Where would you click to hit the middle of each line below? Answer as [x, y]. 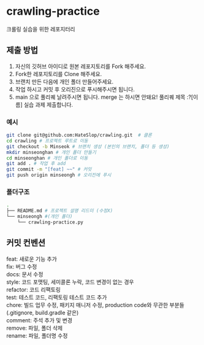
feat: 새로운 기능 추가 [32, 258]
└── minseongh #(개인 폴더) [40, 217]
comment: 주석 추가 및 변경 [39, 320]
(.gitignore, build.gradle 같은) [43, 312]
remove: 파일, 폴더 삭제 [35, 328]
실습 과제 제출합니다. [48, 104]
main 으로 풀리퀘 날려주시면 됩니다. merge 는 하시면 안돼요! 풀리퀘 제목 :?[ [104, 97]
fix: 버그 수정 [22, 266]
